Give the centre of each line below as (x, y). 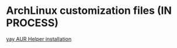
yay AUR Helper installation (39, 39)
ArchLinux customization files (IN (89, 11)
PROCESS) (32, 23)
